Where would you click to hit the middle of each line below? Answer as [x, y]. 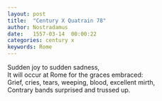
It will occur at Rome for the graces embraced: [75, 75]
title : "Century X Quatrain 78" [57, 21]
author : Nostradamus [38, 27]
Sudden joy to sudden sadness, [54, 67]
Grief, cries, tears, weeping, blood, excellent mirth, [81, 82]
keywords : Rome [30, 47]
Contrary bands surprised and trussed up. [69, 90]
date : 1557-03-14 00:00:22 [52, 34]
